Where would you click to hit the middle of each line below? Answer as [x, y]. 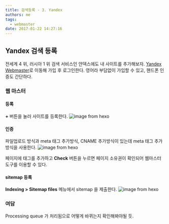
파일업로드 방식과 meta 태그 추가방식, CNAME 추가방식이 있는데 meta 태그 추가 [84, 141]
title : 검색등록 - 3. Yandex [34, 10]
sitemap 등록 [19, 177]
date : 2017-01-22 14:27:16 [34, 29]
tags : [11, 19]
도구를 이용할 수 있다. [26, 165]
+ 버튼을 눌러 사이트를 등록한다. [37, 116]
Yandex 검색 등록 [31, 51]
